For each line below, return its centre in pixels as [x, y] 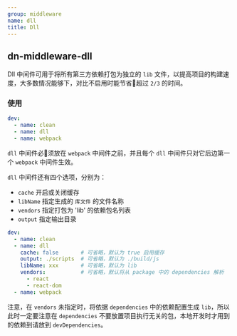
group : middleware [35, 14]
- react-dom [44, 285]
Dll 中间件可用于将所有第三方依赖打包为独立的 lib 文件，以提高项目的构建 [115, 74]
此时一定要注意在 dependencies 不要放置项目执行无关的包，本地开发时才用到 [118, 315]
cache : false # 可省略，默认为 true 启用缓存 [93, 253]
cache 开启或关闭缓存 [48, 192]
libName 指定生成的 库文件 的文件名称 [71, 201]
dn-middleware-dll [50, 56]
